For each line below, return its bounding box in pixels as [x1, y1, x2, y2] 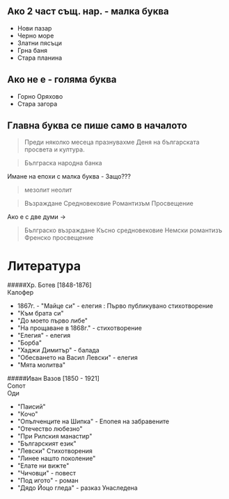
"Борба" [17, 338, 42, 347]
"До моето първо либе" [17, 316, 88, 325]
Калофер [7, 288, 34, 297]
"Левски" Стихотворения [17, 447, 93, 455]
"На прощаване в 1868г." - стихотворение [17, 324, 143, 332]
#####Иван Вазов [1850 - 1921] [7, 375, 100, 383]
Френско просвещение [24, 234, 94, 242]
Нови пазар [17, 24, 52, 32]
